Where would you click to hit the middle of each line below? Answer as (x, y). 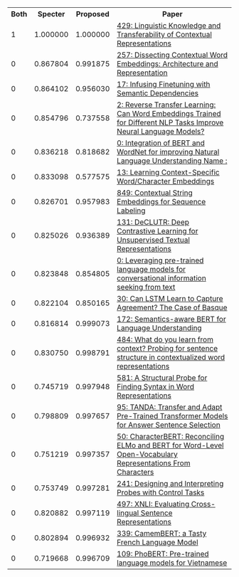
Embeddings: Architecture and (168, 64)
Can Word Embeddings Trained (169, 113)
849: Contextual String (155, 193)
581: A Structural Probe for (162, 378)
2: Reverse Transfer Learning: (166, 105)
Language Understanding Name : (172, 161)
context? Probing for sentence (168, 348)
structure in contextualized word (171, 357)
